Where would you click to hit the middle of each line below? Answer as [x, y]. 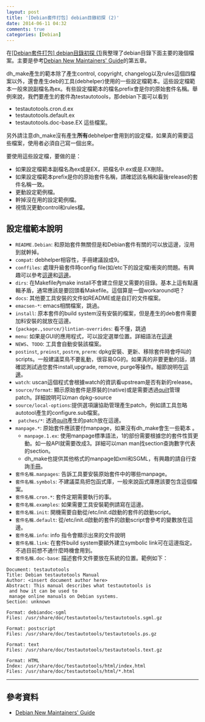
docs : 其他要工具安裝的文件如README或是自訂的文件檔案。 [89, 298]
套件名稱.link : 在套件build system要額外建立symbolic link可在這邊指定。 [105, 543]
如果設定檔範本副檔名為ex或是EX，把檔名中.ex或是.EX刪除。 [91, 169]
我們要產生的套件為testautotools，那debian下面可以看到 [98, 97]
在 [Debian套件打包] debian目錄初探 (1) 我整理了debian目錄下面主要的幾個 [98, 53]
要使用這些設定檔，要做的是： [44, 156]
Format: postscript [31, 628]
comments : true [26, 29]
